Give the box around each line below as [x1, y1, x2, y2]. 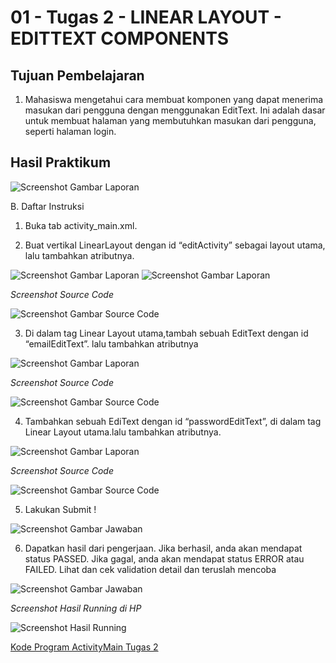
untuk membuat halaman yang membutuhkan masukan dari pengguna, [24, 115, 317, 126]
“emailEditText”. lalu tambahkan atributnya [24, 337, 199, 350]
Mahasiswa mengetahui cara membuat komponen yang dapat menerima [24, 94, 324, 105]
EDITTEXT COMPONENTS [10, 27, 230, 50]
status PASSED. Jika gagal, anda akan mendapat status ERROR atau [24, 552, 305, 565]
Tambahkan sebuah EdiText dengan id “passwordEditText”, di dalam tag [24, 415, 322, 427]
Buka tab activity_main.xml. [24, 219, 138, 231]
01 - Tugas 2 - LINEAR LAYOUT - [10, 6, 282, 29]
